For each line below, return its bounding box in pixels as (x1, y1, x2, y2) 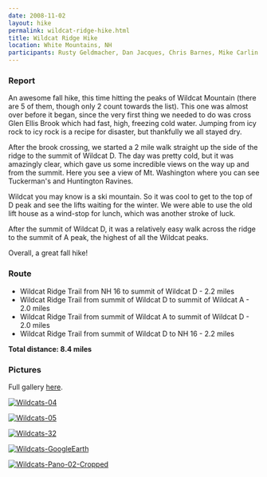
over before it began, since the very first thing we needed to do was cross (8, 110, 252, 120)
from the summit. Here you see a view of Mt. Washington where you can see (8, 168, 260, 178)
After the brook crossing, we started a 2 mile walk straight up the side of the (8, 143, 258, 152)
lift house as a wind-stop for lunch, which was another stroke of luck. (8, 209, 236, 219)
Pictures (8, 364, 42, 375)
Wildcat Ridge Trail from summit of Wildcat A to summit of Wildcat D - (19, 312, 249, 321)
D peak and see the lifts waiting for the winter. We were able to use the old (8, 200, 253, 210)
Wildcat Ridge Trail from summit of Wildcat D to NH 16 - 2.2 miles (19, 329, 235, 338)
